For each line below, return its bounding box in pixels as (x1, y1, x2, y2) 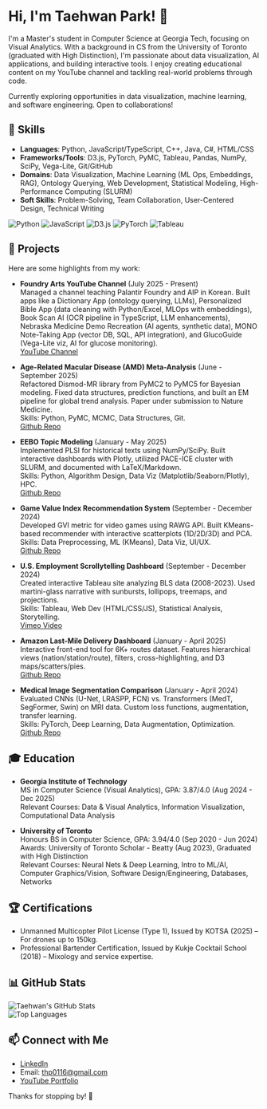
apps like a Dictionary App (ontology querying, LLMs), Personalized (19, 295, 241, 306)
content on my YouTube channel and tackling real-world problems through (8, 67, 253, 77)
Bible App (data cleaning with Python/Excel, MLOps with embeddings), (19, 304, 253, 314)
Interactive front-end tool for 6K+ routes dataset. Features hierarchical (19, 644, 251, 653)
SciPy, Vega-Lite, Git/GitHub (19, 161, 113, 171)
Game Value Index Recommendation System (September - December (19, 503, 253, 513)
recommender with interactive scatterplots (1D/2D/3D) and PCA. (42, 528, 253, 538)
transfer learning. (19, 710, 77, 720)
